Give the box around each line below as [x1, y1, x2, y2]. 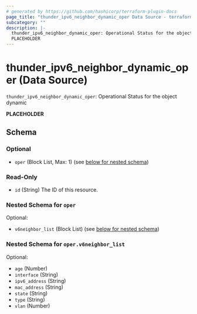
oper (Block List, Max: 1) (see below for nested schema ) [14, 158, 149, 165]
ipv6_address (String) [14, 277, 66, 284]
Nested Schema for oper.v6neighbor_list [6, 240, 125, 248]
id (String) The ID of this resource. [14, 186, 98, 193]
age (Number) [14, 265, 48, 272]
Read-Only [6, 173, 38, 181]
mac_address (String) [14, 284, 63, 291]
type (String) [14, 296, 45, 303]
